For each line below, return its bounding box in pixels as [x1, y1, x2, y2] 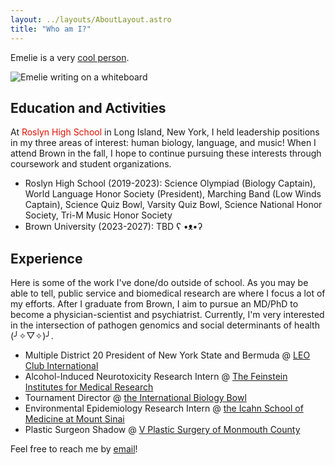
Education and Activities [10, 99, 167, 116]
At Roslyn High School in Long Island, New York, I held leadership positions [10, 126, 320, 138]
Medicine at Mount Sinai [24, 413, 125, 425]
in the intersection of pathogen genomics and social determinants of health [10, 319, 320, 331]
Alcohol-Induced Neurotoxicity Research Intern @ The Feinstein [24, 371, 288, 383]
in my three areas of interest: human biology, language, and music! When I [10, 137, 317, 149]
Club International [24, 360, 99, 372]
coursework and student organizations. [10, 158, 172, 170]
